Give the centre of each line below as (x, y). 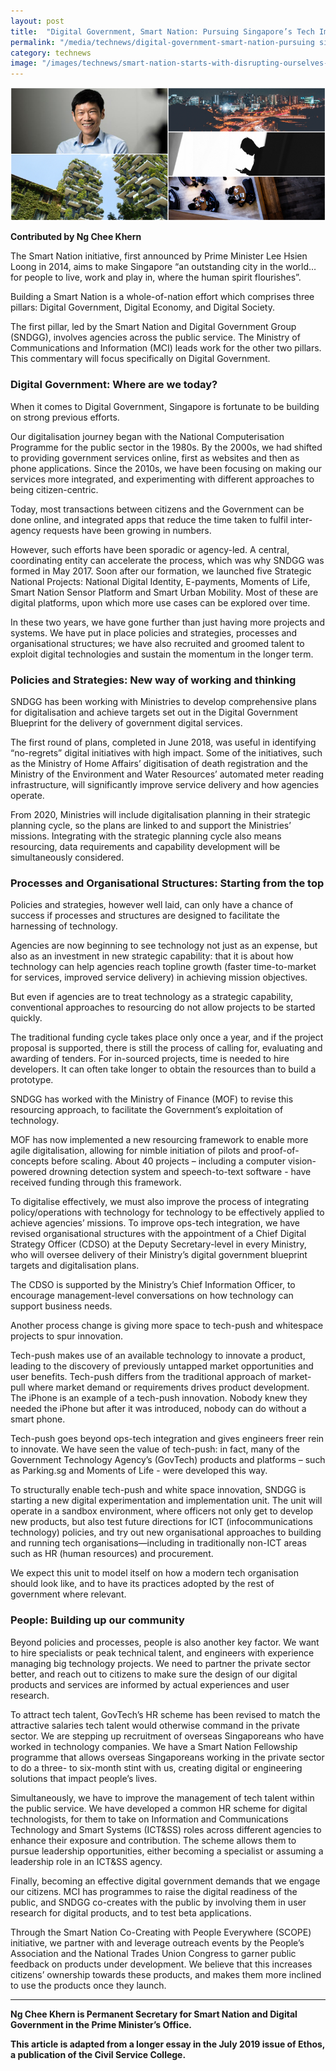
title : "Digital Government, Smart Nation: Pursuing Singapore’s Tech (162, 31)
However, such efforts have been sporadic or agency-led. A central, (150, 549)
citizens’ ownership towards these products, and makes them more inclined (166, 1974)
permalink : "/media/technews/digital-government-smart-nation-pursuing (162, 42)
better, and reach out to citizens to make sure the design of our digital (154, 1674)
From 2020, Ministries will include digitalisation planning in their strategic (160, 814)
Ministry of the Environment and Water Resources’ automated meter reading (167, 774)
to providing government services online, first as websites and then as (155, 457)
